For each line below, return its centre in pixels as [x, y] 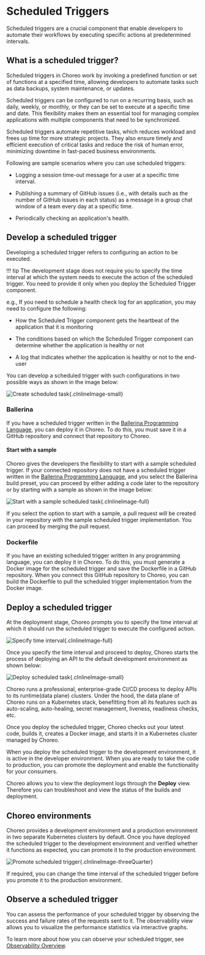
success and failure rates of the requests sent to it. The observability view [100, 921]
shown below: [24, 665]
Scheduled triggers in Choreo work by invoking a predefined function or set [102, 75]
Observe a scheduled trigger [62, 900]
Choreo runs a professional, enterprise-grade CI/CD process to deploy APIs [102, 689]
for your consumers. [32, 772]
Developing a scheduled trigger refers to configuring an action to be [92, 252]
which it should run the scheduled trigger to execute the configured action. [101, 628]
